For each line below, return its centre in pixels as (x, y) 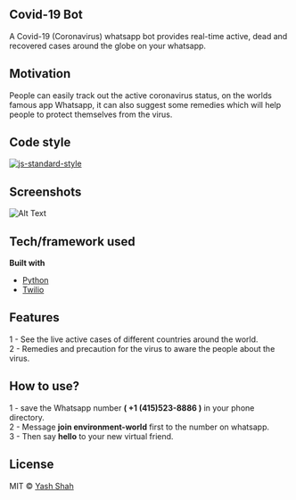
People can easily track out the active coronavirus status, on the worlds (140, 95)
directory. (27, 417)
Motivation (40, 74)
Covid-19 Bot (46, 15)
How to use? (45, 386)
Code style (40, 142)
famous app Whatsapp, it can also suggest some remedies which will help (145, 104)
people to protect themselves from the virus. (91, 114)
